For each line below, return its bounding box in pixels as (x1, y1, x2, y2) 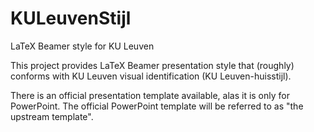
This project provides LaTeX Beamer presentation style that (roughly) (10, 59, 295, 71)
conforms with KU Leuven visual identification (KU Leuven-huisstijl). (10, 70, 292, 82)
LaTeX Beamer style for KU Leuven (10, 40, 155, 52)
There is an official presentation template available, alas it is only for (10, 89, 290, 101)
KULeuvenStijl (10, 7, 132, 30)
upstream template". (10, 110, 94, 122)
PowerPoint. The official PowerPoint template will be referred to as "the (10, 100, 304, 112)
